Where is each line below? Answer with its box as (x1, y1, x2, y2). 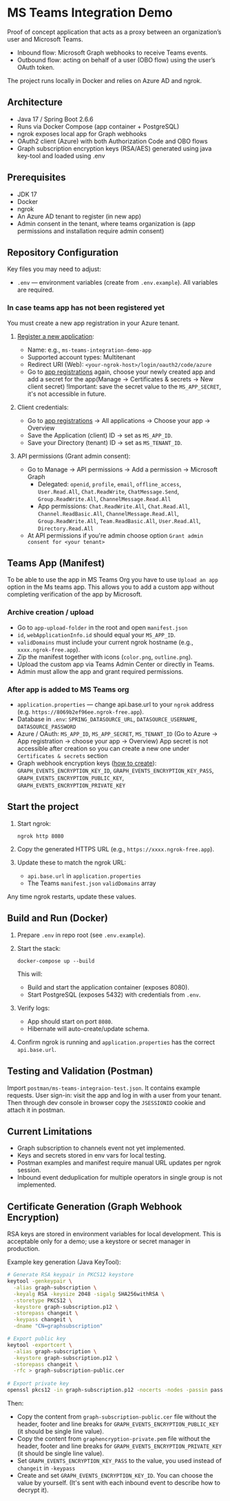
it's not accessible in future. (27, 389, 107, 398)
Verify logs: (17, 1003, 50, 1012)
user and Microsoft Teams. (7, 35, 83, 43)
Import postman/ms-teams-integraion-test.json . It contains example (7, 1084, 201, 1092)
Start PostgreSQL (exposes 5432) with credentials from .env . (27, 990, 201, 999)
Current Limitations (7, 1125, 93, 1137)
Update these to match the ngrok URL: (17, 858, 127, 867)
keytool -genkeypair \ (7, 1278, 72, 1285)
